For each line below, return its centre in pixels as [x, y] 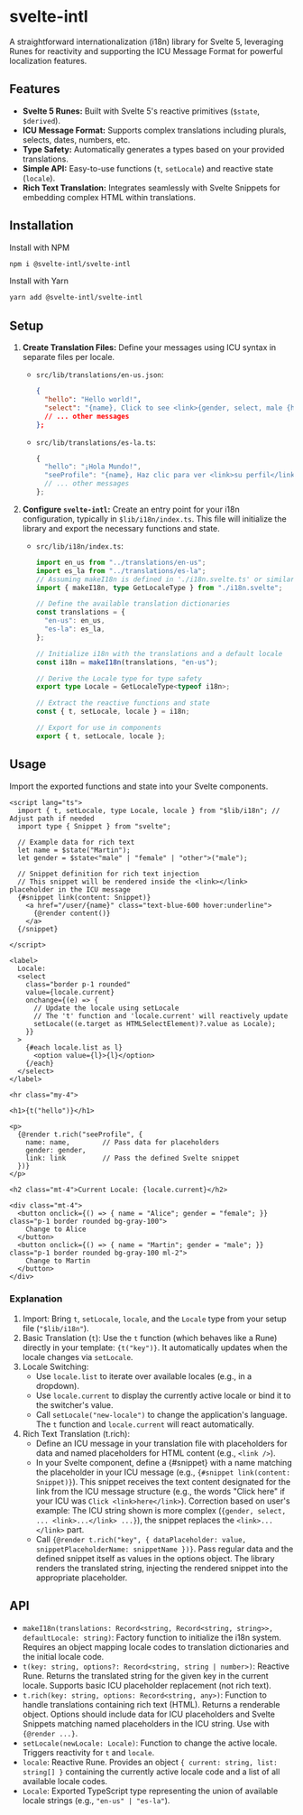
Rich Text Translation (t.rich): [76, 1433]
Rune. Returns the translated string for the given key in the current [145, 1675]
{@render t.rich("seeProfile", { [80, 1134]
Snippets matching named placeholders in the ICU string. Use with [146, 1723]
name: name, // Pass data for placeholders [123, 1142]
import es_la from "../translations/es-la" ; [121, 570]
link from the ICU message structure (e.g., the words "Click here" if [161, 1491]
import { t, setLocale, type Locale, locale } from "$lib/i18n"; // [149, 810]
